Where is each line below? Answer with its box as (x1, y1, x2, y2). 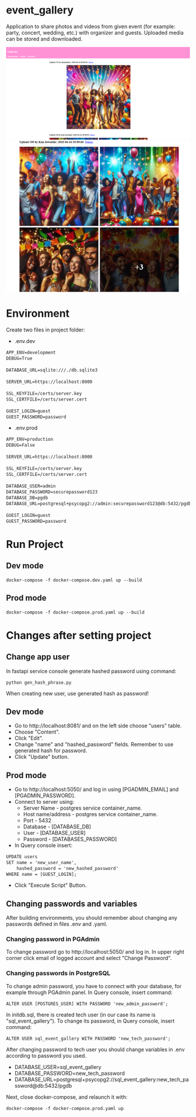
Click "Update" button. (14, 753, 69, 760)
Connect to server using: (14, 799, 75, 806)
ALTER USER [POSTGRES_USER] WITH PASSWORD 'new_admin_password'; (6, 1000, 168, 1007)
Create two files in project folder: (6, 326, 86, 333)
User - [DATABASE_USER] (23, 830, 86, 837)
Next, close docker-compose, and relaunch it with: (6, 1093, 128, 1101)
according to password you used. (6, 1052, 86, 1059)
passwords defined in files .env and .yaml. (6, 920, 108, 928)
